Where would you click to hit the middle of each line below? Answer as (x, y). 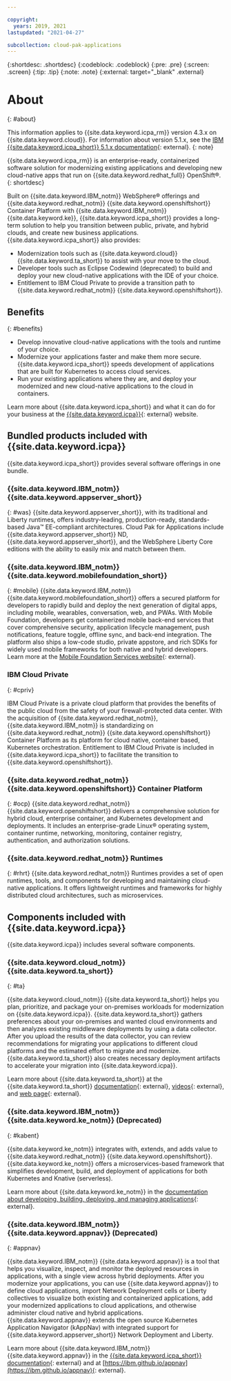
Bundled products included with (77, 436)
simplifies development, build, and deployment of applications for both (108, 1171)
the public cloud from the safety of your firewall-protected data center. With (115, 710)
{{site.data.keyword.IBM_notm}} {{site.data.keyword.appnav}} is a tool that (113, 1261)
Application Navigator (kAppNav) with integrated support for (93, 1327)
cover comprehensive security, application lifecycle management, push (109, 627)
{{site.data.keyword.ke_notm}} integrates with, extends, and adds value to (112, 1149)
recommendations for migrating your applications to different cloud (102, 1044)
